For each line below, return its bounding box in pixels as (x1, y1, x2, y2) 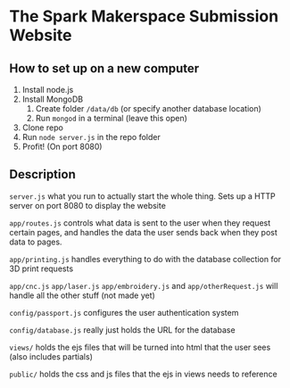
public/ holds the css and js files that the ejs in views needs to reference (9, 368, 278, 379)
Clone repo (21, 122, 64, 133)
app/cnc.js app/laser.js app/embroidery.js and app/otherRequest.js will (9, 280, 278, 291)
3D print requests (9, 263, 74, 274)
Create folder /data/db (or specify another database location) (35, 103, 261, 113)
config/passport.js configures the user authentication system (9, 307, 239, 318)
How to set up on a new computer (9, 61, 200, 76)
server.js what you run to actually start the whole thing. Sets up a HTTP (9, 190, 276, 202)
